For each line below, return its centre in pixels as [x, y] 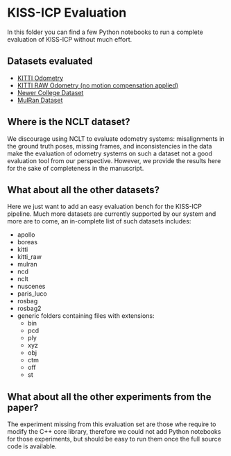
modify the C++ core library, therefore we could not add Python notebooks [114, 432]
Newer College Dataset [50, 92]
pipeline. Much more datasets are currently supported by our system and [112, 214]
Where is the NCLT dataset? [69, 122]
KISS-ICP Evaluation [67, 13]
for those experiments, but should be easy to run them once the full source [114, 439]
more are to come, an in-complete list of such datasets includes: [99, 221]
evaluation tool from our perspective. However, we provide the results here [114, 160]
